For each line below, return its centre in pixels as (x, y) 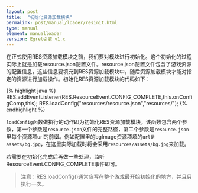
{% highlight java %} (31, 91)
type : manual (22, 28)
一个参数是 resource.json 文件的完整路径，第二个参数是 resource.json (105, 129)
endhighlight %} (26, 110)
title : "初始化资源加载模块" (39, 17)
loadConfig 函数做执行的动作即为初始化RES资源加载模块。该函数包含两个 (94, 122)
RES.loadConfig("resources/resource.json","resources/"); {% (113, 103)
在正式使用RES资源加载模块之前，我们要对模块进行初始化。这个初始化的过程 (99, 57)
